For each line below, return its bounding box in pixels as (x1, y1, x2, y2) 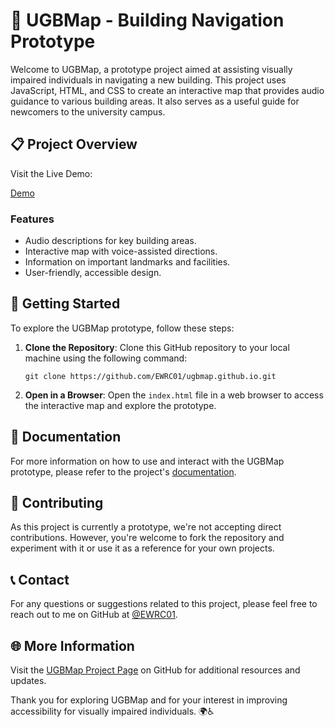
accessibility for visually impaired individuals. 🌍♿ (10, 705, 215, 718)
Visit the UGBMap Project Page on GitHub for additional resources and (10, 664, 301, 676)
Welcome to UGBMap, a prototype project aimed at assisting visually (10, 63, 293, 75)
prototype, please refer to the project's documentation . (10, 465, 237, 478)
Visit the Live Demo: (10, 167, 93, 179)
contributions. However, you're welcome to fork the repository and (10, 532, 285, 544)
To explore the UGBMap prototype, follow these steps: (10, 322, 235, 334)
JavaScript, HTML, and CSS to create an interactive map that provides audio (10, 84, 325, 96)
